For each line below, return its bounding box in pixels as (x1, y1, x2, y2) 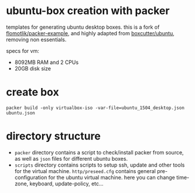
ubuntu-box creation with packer (6, 4, 170, 18)
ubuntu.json (6, 110, 35, 116)
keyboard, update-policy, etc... (29, 180, 104, 187)
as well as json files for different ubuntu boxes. (14, 155, 128, 162)
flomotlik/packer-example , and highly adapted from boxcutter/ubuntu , (6, 29, 175, 36)
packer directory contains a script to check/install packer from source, (14, 148, 184, 156)
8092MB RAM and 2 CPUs (14, 59, 79, 66)
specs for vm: (6, 47, 39, 54)
